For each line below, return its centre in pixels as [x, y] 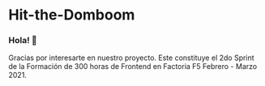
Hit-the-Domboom [72, 15]
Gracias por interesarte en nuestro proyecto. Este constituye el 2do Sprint [131, 58]
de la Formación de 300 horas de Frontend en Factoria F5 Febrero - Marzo [133, 67]
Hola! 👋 [23, 41]
